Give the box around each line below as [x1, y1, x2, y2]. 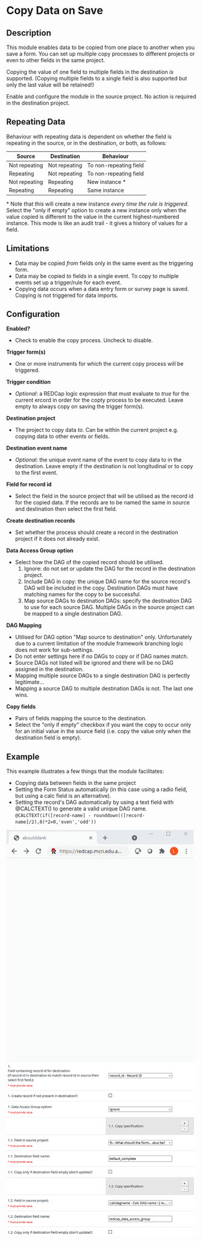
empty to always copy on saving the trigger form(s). [14, 403, 145, 410]
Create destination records [6, 517, 75, 524]
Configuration [6, 309, 60, 319]
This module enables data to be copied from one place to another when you [6, 44, 195, 51]
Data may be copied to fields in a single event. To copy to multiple [14, 272, 179, 279]
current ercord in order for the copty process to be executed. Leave [14, 397, 184, 404]
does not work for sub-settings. [14, 647, 94, 654]
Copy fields [6, 703, 36, 711]
